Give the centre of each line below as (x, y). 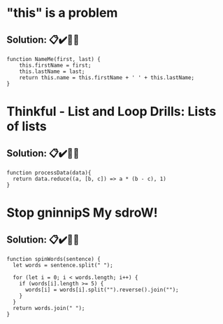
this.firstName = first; (55, 65)
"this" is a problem (62, 13)
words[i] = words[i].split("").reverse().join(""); (102, 290)
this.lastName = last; (52, 72)
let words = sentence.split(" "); (63, 265)
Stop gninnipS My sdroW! (82, 213)
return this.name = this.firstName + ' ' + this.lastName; (107, 78)
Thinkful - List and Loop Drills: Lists (111, 112)
